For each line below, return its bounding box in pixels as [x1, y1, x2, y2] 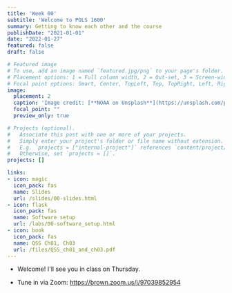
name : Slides [13, 188, 51, 195]
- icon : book [7, 227, 45, 234]
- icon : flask [7, 201, 48, 208]
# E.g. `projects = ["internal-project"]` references [7, 144, 171, 151]
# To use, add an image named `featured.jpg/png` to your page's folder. [7, 67, 224, 74]
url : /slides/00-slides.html [13, 194, 97, 202]
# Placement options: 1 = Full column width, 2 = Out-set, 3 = [7, 74, 193, 81]
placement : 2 [13, 93, 51, 100]
